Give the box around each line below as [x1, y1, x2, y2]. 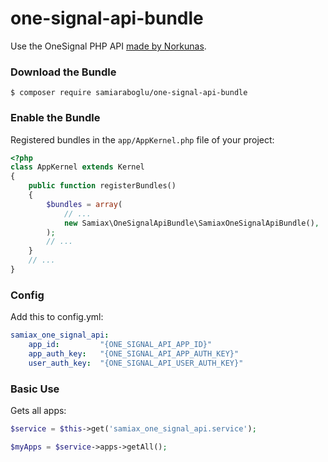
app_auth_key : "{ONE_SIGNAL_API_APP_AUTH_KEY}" [28, 348, 240, 359]
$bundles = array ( [46, 199, 123, 209]
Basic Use [10, 382, 60, 396]
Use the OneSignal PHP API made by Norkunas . [10, 40, 207, 52]
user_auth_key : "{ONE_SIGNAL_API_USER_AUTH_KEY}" [28, 358, 244, 368]
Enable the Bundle [10, 111, 101, 125]
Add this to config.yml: [10, 311, 104, 323]
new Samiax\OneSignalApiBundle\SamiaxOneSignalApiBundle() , [63, 218, 320, 228]
